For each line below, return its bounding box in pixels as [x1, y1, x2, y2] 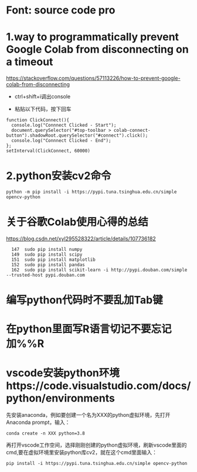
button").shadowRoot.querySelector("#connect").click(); [6, 133, 148, 138]
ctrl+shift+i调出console [14, 93, 71, 100]
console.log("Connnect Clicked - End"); [11, 138, 111, 144]
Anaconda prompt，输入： [6, 419, 70, 426]
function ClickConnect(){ [6, 117, 69, 123]
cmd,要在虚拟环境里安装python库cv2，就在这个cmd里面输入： [6, 449, 157, 456]
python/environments [6, 391, 116, 405]
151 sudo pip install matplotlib [11, 257, 96, 263]
